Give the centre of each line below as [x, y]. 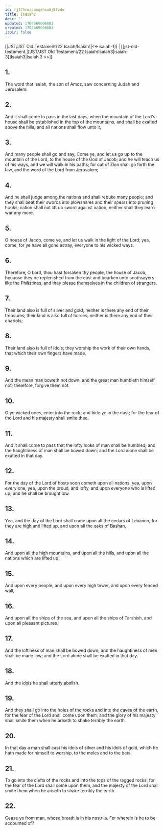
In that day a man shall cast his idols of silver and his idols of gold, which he [82, 748]
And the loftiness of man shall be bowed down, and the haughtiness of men [81, 650]
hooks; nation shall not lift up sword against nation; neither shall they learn [80, 208]
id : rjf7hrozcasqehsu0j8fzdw [35, 10]
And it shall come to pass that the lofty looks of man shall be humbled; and [80, 445]
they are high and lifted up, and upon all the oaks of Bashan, [66, 526]
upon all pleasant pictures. [32, 623]
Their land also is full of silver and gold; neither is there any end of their [77, 310]
